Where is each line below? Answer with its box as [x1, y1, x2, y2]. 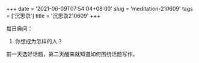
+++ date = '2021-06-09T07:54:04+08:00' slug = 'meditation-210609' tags [6, 5, 194, 12]
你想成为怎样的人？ [14, 38, 63, 44]
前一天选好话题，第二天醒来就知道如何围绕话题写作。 [6, 50, 138, 58]
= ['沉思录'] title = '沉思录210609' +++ [6, 12, 101, 19]
